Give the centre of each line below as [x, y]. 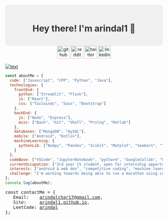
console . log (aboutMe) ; [29, 183]
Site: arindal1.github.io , [51, 202]
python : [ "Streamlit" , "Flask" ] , [53, 94]
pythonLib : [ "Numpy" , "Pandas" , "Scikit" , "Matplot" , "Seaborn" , [88, 146]
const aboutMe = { [24, 76]
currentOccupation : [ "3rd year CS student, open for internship [78, 164]
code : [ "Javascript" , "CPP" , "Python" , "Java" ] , [61, 80]
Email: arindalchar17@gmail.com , [58, 197]
